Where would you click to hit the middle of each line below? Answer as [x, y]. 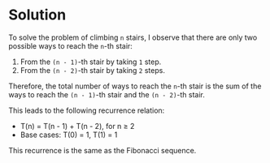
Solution [37, 15]
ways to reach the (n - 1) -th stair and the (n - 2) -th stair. [107, 94]
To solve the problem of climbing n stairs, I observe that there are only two [133, 37]
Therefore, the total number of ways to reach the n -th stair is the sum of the [135, 86]
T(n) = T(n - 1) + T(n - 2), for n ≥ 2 [77, 126]
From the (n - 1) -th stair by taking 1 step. [91, 62]
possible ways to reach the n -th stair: [70, 45]
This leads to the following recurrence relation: [87, 110]
